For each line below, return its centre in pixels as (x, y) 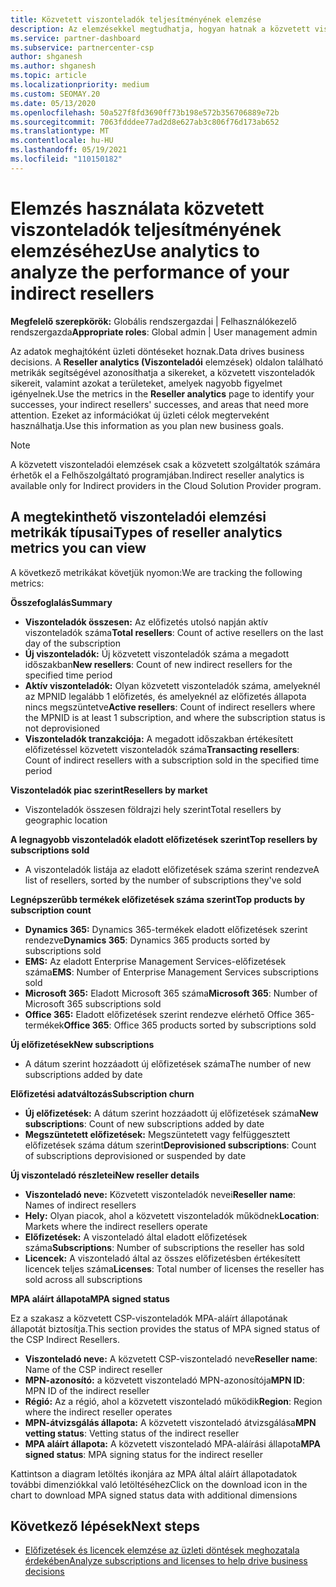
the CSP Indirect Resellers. (65, 1339)
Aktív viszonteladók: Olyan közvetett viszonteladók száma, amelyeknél (172, 685)
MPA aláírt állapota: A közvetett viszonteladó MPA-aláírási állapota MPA (172, 1443)
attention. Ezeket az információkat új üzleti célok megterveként (140, 415)
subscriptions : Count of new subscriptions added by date (144, 1123)
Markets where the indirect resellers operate (116, 1226)
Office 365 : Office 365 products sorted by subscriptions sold (190, 1025)
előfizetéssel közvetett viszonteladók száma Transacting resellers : (162, 749)
